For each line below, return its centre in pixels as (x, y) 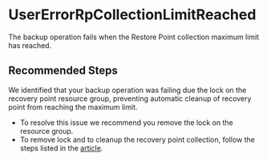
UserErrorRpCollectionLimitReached (132, 15)
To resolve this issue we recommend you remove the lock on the (127, 123)
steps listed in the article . (61, 148)
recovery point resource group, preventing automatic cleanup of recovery (130, 99)
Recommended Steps (63, 71)
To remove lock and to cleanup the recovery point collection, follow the (137, 139)
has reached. (30, 45)
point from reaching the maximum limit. (73, 107)
